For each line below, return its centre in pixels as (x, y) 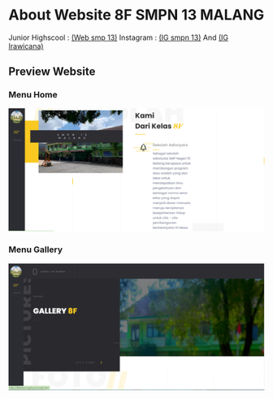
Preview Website (52, 72)
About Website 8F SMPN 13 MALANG (136, 15)
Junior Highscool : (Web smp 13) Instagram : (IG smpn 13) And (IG (119, 37)
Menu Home (33, 95)
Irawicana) (26, 46)
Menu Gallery (36, 249)
